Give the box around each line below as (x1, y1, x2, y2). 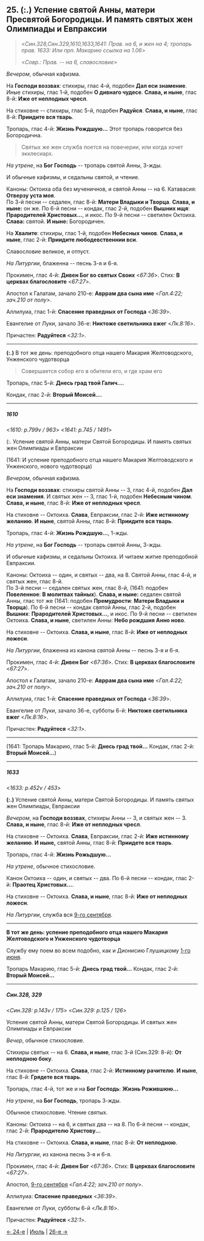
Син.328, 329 (6, 991, 42, 998)
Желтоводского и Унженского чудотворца (6, 935, 120, 942)
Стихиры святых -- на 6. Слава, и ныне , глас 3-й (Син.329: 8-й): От (6, 1048, 182, 1056)
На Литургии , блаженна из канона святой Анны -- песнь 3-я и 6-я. (6, 646, 180, 654)
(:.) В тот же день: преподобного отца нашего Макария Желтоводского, (6, 349, 193, 356)
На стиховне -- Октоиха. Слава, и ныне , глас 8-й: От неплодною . (6, 1139, 178, 1146)
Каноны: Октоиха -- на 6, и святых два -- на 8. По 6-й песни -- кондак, (6, 1120, 190, 1128)
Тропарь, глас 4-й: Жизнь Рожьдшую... (6, 850, 111, 858)
